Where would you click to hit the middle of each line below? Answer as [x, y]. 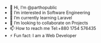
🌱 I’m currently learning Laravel [41, 18]
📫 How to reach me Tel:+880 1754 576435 [53, 28]
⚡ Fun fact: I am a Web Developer [43, 36]
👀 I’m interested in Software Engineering [50, 13]
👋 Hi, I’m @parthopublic [33, 7]
